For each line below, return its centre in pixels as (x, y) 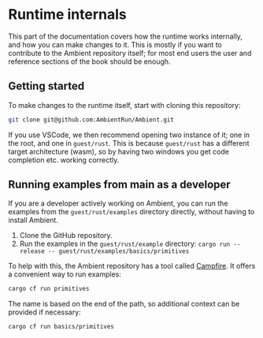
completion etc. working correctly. (64, 160)
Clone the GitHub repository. (66, 236)
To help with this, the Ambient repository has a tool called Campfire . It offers (132, 266)
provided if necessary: (44, 312)
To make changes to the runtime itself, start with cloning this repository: (124, 105)
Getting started (46, 86)
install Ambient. (33, 220)
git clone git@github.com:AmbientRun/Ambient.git (91, 120)
